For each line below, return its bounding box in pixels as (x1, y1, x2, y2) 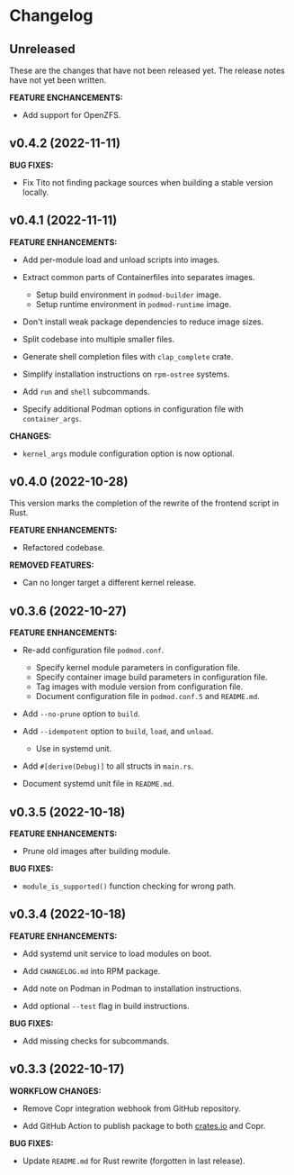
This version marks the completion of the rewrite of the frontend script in (9, 497, 280, 509)
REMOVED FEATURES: (9, 560, 94, 570)
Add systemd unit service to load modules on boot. (22, 948, 212, 959)
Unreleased (9, 41, 76, 57)
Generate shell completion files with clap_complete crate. (22, 351, 234, 361)
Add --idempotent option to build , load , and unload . (22, 726, 214, 737)
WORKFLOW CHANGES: (9, 1085, 102, 1096)
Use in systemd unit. (35, 743, 112, 754)
